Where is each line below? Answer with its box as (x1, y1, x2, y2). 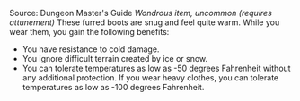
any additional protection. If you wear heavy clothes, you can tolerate (22, 72, 279, 83)
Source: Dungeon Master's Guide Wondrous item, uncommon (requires (9, 8, 272, 18)
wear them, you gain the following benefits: (9, 27, 170, 37)
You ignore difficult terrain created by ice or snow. (22, 54, 208, 63)
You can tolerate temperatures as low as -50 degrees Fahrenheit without (22, 63, 291, 73)
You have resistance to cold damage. (22, 44, 160, 55)
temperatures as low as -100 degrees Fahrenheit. (22, 82, 205, 92)
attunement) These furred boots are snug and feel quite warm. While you (9, 17, 280, 28)
